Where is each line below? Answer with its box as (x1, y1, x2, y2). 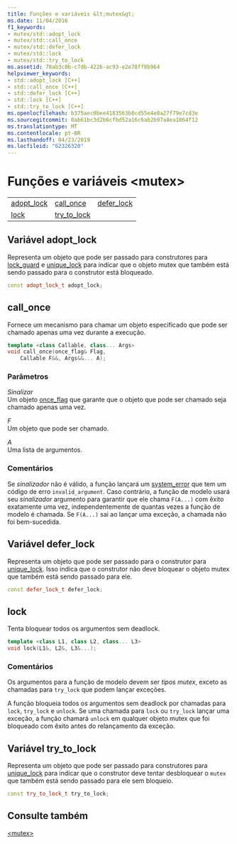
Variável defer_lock (7, 538, 95, 550)
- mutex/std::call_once (7, 37, 78, 44)
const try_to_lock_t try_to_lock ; (7, 791, 110, 798)
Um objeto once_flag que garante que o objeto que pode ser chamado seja (7, 396, 227, 404)
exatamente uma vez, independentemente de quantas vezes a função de (7, 502, 221, 511)
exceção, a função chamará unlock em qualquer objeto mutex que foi (7, 714, 210, 723)
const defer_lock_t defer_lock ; (7, 586, 103, 593)
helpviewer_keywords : (7, 70, 72, 77)
